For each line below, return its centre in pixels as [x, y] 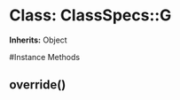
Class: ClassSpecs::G [90, 15]
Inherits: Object [39, 40]
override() [38, 85]
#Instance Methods [45, 57]
